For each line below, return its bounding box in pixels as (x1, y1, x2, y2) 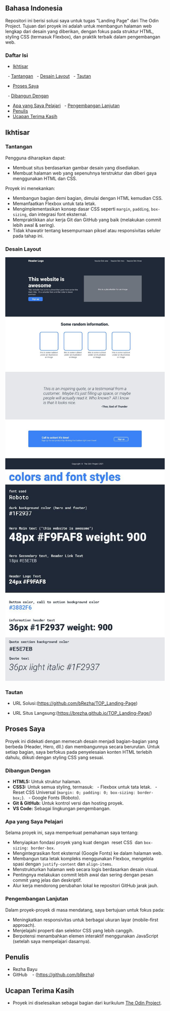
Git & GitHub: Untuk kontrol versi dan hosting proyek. (12, 800, 124, 806)
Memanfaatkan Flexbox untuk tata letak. (12, 200, 97, 206)
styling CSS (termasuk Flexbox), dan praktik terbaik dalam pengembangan (5, 33, 160, 40)
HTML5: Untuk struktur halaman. (12, 779, 82, 785)
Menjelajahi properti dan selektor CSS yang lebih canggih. (12, 927, 134, 933)
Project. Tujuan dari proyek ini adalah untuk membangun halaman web (5, 23, 152, 29)
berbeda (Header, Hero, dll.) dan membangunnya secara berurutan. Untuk (5, 743, 160, 750)
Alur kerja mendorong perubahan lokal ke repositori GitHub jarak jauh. (12, 883, 158, 889)
